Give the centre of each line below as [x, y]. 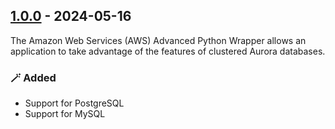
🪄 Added [33, 77]
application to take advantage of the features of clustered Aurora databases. [168, 51]
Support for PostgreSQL [74, 103]
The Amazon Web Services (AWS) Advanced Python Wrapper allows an [158, 40]
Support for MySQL [65, 114]
